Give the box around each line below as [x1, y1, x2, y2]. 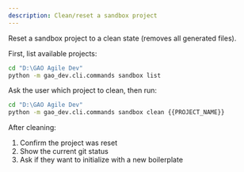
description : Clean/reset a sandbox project [8, 11, 158, 20]
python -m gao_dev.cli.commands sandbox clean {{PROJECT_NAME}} [8, 109, 225, 117]
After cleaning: [8, 123, 57, 132]
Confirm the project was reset [19, 138, 117, 147]
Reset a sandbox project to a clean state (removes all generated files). [8, 33, 237, 43]
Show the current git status [19, 147, 109, 156]
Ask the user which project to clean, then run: [8, 86, 157, 95]
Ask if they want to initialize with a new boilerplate [19, 155, 184, 165]
